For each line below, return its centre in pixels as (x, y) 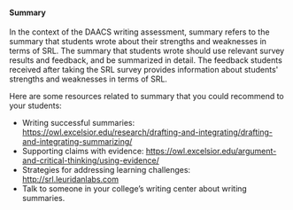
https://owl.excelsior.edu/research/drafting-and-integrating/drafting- (147, 132)
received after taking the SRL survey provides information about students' (144, 70)
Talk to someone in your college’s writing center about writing (135, 189)
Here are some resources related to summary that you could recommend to (147, 97)
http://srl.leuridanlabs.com (70, 179)
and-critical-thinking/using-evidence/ (90, 160)
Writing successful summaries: (78, 123)
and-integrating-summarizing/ (77, 142)
